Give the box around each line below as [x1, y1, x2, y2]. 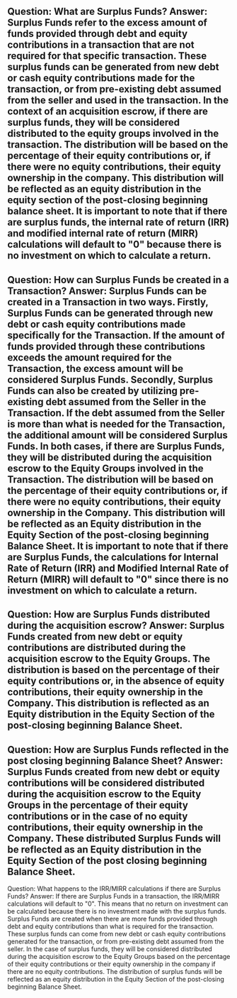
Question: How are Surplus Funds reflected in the [7, 743, 229, 755]
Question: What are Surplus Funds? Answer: [7, 6, 208, 18]
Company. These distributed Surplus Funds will [7, 832, 221, 844]
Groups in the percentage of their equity [7, 799, 189, 811]
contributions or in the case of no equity [7, 810, 188, 822]
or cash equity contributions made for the [7, 72, 195, 84]
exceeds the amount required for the [7, 351, 172, 363]
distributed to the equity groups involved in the [7, 128, 219, 140]
